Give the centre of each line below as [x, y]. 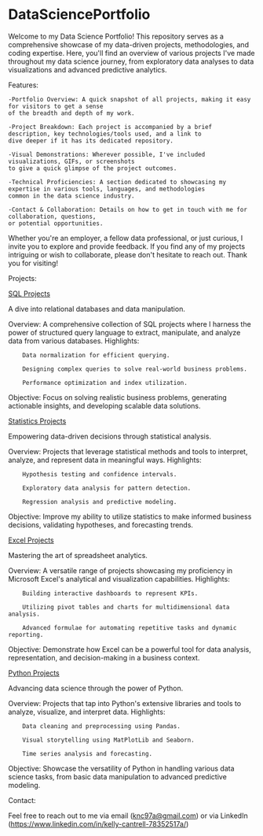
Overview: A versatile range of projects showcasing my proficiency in [121, 570]
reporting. [26, 634]
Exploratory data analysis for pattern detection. [107, 488]
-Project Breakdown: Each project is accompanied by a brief [110, 127]
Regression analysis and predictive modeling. [100, 501]
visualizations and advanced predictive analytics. [88, 69]
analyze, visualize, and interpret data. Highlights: [87, 712]
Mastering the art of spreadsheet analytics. [78, 555]
